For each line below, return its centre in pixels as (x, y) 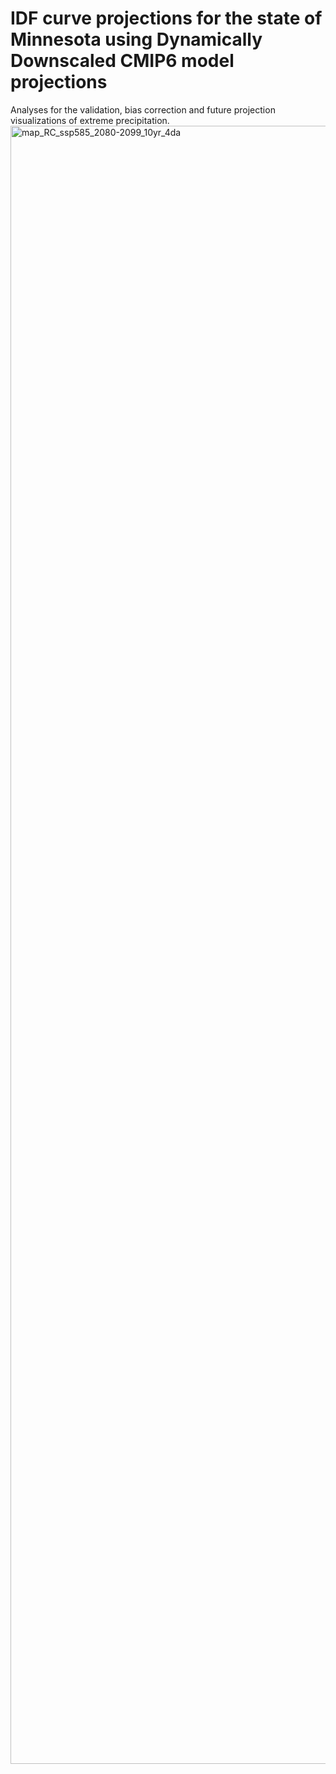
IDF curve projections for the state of (166, 18)
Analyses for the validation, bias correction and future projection (143, 109)
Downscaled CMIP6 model (122, 61)
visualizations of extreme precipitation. (90, 120)
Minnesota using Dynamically (136, 39)
